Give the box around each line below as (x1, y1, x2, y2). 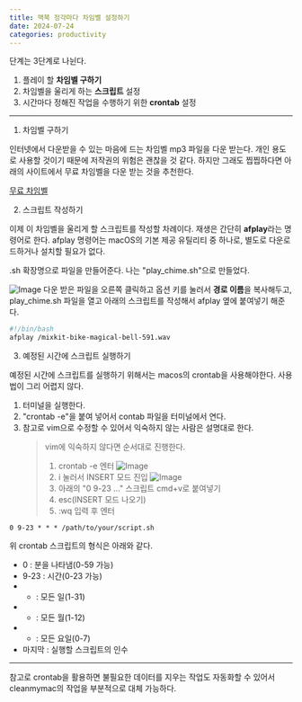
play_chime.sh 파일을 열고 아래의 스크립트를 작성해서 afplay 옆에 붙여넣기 (9, 296, 269, 307)
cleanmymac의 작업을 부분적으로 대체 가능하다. (9, 683, 177, 694)
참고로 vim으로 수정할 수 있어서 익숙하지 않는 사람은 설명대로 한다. (22, 422, 254, 433)
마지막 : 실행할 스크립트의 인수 (22, 644, 129, 655)
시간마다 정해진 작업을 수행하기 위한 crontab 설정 (22, 97, 197, 108)
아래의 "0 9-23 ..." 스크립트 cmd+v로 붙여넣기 (58, 483, 222, 494)
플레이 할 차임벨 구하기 (22, 75, 102, 85)
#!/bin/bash (9, 324, 54, 333)
